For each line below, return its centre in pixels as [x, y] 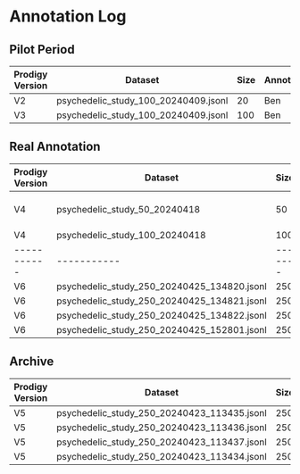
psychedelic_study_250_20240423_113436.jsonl [162, 428]
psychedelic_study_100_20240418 [132, 235]
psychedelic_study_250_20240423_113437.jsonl [162, 442]
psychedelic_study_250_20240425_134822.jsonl [162, 315]
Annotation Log [68, 17]
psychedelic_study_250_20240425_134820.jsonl [162, 286]
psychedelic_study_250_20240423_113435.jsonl [162, 412]
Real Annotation [55, 147]
